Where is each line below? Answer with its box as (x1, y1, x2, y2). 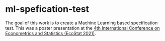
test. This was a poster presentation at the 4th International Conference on (5, 25, 160, 31)
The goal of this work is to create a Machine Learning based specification (5, 20, 158, 26)
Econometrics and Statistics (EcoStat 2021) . (5, 30, 97, 36)
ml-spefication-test (5, 3, 90, 15)
